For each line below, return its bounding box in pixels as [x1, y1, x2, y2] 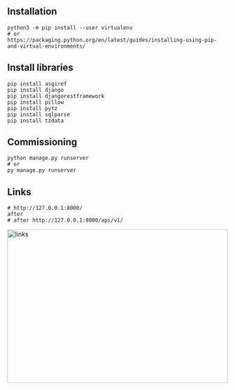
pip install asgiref [7, 80, 68, 87]
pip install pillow [7, 98, 64, 106]
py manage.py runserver [7, 167, 77, 174]
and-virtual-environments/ [7, 42, 86, 50]
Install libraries [7, 62, 73, 74]
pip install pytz [7, 105, 58, 112]
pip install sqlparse [7, 111, 71, 118]
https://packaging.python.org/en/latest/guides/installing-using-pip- [7, 36, 218, 43]
